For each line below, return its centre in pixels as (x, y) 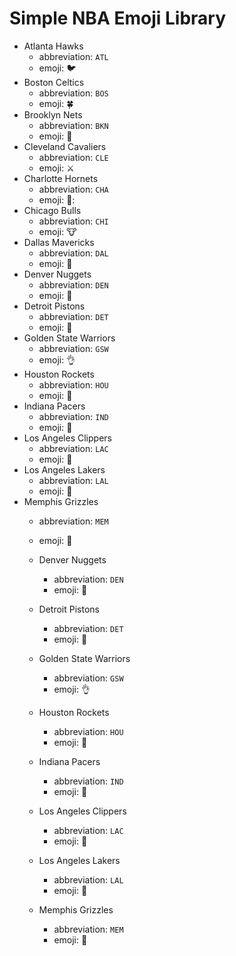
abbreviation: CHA (73, 189)
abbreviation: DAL (73, 253)
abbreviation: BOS (73, 93)
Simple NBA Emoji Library (118, 18)
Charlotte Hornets (61, 178)
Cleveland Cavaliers (65, 146)
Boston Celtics (54, 82)
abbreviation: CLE (73, 157)
